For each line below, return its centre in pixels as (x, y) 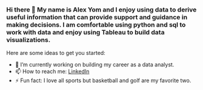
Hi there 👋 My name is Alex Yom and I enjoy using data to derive (101, 10)
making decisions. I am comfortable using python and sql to (96, 25)
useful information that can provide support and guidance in (97, 17)
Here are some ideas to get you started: (56, 53)
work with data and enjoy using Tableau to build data (85, 32)
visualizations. (28, 40)
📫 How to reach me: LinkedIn (52, 71)
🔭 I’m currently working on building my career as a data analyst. (95, 65)
